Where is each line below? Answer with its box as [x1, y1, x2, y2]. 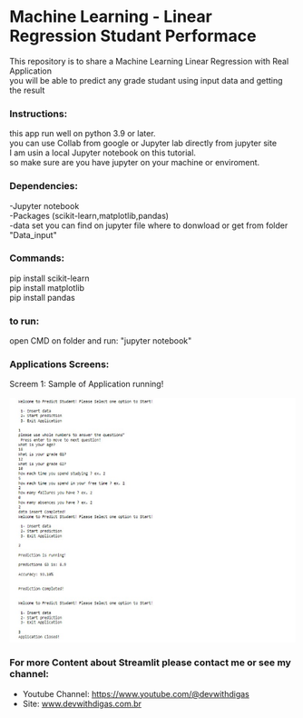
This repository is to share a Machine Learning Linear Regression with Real [9, 55, 289, 66]
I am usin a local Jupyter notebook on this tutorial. [9, 147, 197, 158]
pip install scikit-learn [9, 273, 90, 284]
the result [9, 85, 45, 95]
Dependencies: [9, 180, 79, 193]
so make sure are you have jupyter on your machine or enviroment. [9, 157, 260, 168]
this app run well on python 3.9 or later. [9, 128, 156, 139]
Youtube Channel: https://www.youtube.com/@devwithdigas [22, 688, 249, 699]
